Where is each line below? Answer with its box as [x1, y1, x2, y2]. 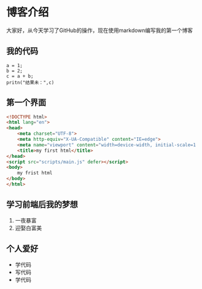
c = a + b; [6, 73, 34, 79]
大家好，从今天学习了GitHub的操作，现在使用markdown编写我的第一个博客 [6, 27, 194, 34]
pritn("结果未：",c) [6, 79, 54, 85]
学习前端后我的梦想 [6, 200, 78, 210]
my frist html [17, 170, 53, 176]
